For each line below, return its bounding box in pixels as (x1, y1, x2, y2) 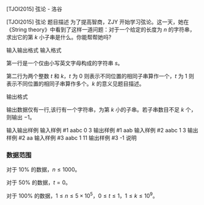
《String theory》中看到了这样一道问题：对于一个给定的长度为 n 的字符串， (6, 26, 195, 33)
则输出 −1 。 (6, 113, 35, 121)
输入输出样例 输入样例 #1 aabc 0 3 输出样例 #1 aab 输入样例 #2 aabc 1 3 (6, 127, 186, 134)
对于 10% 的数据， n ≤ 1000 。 (6, 166, 81, 173)
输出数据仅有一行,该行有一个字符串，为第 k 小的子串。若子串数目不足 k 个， (6, 106, 197, 113)
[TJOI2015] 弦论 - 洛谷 (6, 5, 63, 12)
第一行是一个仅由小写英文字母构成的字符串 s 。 (6, 60, 123, 67)
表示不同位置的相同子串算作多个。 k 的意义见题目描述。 (6, 80, 145, 87)
